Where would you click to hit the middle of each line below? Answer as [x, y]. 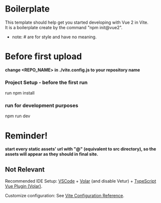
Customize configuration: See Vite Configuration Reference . [65, 196]
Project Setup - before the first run [46, 82]
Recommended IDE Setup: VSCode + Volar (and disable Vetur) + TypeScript [80, 181]
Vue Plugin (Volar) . [24, 186]
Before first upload [44, 56]
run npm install [20, 93]
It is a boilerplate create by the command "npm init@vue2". [64, 27]
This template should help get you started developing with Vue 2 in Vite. [77, 22]
